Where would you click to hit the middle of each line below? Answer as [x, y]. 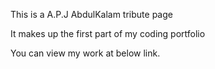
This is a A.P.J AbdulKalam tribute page [91, 14]
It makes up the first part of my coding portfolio [108, 33]
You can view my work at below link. [85, 53]
